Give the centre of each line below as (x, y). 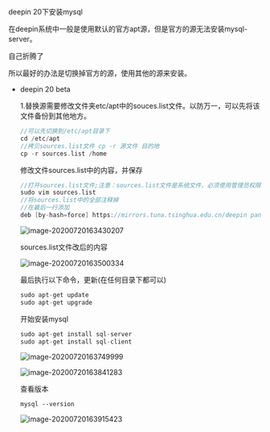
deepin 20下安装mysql (45, 12)
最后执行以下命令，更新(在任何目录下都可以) (93, 279)
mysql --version (47, 405)
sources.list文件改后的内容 (64, 247)
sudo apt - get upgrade (56, 302)
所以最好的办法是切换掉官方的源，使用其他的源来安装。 (100, 73)
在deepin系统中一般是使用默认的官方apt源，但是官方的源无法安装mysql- (128, 29)
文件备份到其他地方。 (55, 116)
